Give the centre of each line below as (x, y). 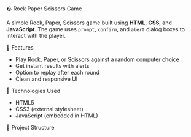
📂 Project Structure (30, 128)
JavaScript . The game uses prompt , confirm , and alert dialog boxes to (96, 29)
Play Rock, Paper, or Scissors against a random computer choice (97, 59)
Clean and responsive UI (46, 79)
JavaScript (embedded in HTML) (57, 116)
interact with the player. (36, 36)
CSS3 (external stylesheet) (49, 109)
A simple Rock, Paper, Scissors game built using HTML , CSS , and (89, 23)
